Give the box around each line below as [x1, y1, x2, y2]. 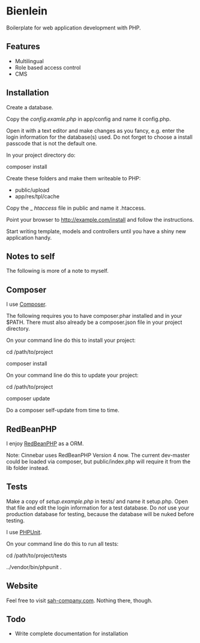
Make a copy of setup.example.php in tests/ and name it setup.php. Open [6, 498, 188, 505]
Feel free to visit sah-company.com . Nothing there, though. [6, 597, 153, 604]
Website [6, 581, 38, 591]
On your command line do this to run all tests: [6, 540, 119, 547]
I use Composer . [6, 300, 47, 308]
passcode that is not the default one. [6, 139, 97, 147]
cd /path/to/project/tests [6, 552, 67, 559]
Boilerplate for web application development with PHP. [6, 24, 141, 31]
